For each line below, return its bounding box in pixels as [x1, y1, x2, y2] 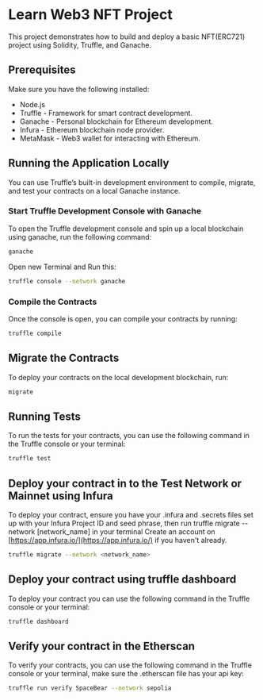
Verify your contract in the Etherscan [8, 639, 196, 652]
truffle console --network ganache [8, 277, 126, 285]
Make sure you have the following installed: [8, 84, 150, 94]
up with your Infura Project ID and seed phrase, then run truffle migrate [8, 518, 240, 528]
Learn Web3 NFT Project [8, 6, 173, 24]
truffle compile [8, 329, 62, 337]
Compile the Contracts [8, 296, 97, 307]
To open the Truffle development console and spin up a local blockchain [8, 224, 244, 233]
